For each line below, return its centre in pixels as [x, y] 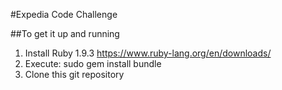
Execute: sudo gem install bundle [93, 63]
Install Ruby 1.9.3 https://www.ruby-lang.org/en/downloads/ [148, 53]
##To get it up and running [65, 33]
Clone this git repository [74, 74]
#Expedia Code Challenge [64, 14]
